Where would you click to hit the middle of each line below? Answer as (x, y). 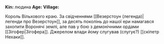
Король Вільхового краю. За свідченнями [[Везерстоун (63, 16)
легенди (14, 22)
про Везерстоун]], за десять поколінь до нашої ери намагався (89, 22)
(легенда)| (133, 16)
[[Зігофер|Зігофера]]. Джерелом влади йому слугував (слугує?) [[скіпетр (82, 32)
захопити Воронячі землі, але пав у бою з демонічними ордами (72, 27)
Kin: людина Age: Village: (32, 7)
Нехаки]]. (15, 37)
